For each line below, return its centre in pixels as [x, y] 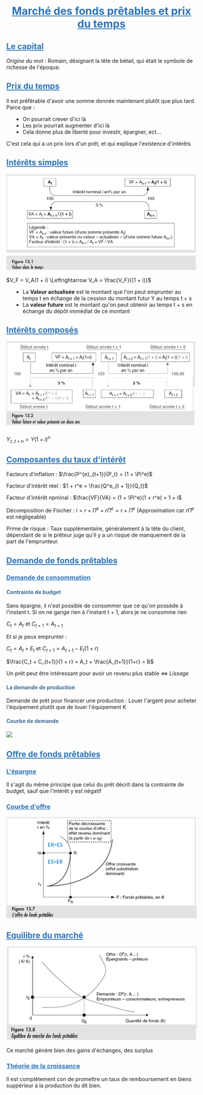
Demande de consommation [49, 578]
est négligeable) [26, 517]
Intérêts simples [37, 162]
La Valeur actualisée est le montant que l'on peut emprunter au [102, 292]
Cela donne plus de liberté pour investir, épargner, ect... [92, 132]
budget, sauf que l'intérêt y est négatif [54, 791]
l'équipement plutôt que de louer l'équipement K [66, 707]
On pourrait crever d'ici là [54, 119]
